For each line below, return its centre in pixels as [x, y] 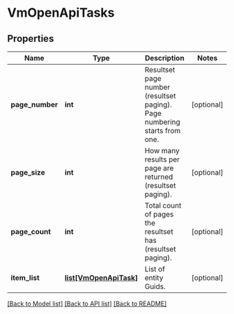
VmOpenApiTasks [61, 13]
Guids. [155, 286]
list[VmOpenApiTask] [101, 278]
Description [165, 58]
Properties [31, 39]
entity [154, 278]
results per [162, 159]
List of [155, 269]
